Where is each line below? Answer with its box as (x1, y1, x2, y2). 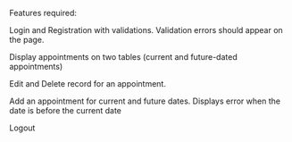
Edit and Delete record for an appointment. (9, 79, 167, 88)
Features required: (9, 8, 78, 18)
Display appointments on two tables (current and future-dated (9, 52, 238, 62)
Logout (9, 122, 36, 133)
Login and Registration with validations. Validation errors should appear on (9, 25, 283, 35)
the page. (9, 35, 45, 45)
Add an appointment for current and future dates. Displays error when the (9, 96, 281, 106)
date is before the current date (9, 105, 122, 115)
